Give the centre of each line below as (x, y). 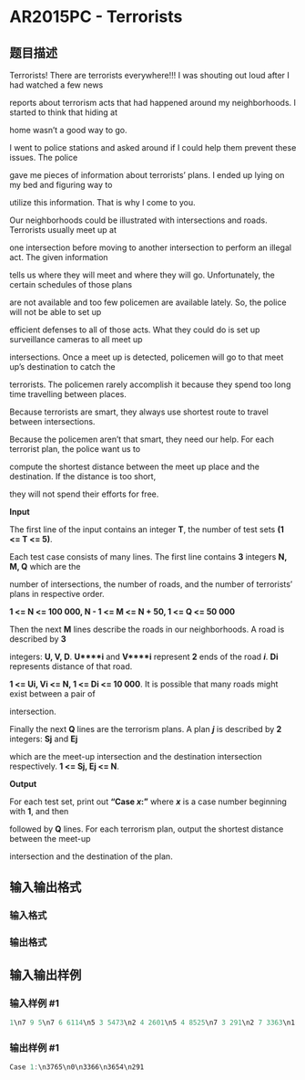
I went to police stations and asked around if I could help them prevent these (153, 147)
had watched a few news (56, 85)
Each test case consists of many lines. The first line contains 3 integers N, (148, 557)
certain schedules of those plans (71, 284)
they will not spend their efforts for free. (84, 494)
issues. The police (44, 157)
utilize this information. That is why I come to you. (102, 202)
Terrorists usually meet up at (63, 230)
